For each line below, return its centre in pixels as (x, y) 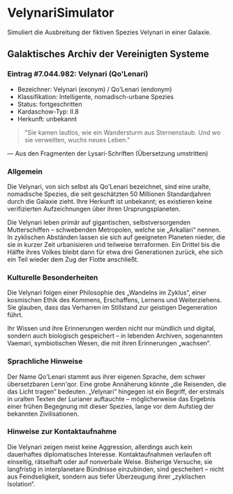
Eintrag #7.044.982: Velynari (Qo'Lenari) (78, 74)
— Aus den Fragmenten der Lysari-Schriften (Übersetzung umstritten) (108, 153)
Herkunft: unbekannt (47, 119)
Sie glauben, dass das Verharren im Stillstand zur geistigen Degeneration (112, 308)
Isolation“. (21, 484)
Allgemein (25, 171)
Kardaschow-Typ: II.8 (48, 111)
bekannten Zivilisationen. (43, 414)
